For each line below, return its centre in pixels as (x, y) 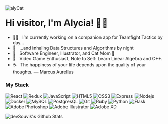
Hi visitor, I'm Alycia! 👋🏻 (57, 23)
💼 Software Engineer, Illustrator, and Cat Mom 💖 (64, 53)
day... (18, 42)
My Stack (17, 85)
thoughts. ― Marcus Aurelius (43, 72)
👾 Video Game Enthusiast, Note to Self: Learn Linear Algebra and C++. (88, 58)
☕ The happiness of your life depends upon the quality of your (79, 64)
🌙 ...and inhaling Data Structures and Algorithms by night (73, 48)
